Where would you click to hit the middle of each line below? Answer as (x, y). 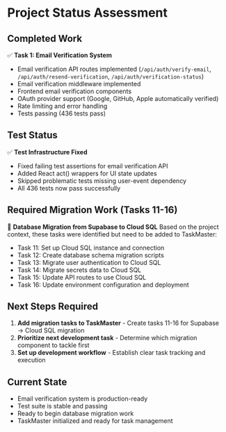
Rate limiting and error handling (62, 106)
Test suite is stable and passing (62, 406)
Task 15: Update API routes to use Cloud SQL (82, 277)
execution (32, 360)
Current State (37, 382)
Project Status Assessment (88, 13)
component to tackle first (53, 345)
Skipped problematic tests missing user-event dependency (102, 181)
